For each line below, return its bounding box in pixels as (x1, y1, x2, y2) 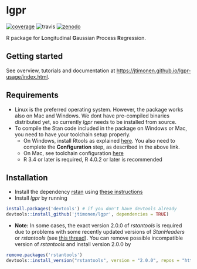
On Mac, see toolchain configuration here (23, 149, 124, 156)
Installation (6, 173, 48, 183)
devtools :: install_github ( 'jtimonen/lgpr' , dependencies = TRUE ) (6, 211, 169, 217)
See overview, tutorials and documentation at (6, 67, 116, 74)
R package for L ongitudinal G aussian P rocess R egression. (6, 34, 147, 41)
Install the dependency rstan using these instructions (14, 189, 143, 196)
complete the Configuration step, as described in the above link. (23, 143, 180, 150)
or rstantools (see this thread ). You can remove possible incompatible (14, 234, 184, 241)
